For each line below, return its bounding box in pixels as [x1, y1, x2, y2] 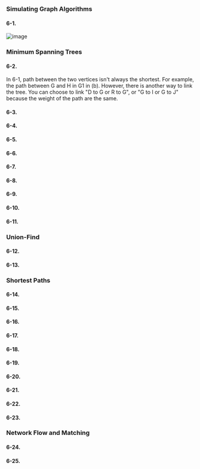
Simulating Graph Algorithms [6, 5, 93, 13]
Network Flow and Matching [6, 429, 90, 437]
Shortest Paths [6, 276, 51, 284]
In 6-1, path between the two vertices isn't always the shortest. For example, [6, 76, 194, 83]
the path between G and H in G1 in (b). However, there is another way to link [6, 82, 193, 90]
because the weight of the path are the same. [6, 95, 118, 102]
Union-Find [6, 232, 40, 241]
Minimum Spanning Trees [6, 48, 82, 56]
